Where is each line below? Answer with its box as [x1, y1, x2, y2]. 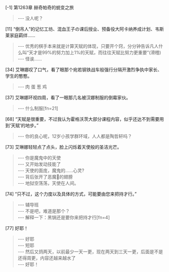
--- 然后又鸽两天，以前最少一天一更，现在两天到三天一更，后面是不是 [17, 249, 163, 255]
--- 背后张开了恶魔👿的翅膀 [17, 174, 73, 180]
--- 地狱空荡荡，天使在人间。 [17, 180, 79, 186]
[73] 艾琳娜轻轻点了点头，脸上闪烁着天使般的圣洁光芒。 [5, 144, 122, 150]
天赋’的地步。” [11, 122, 39, 128]
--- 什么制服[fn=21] [17, 106, 58, 111]
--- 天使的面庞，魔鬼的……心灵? [17, 167, 85, 174]
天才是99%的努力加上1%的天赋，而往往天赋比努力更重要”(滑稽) [28, 50, 161, 55]
